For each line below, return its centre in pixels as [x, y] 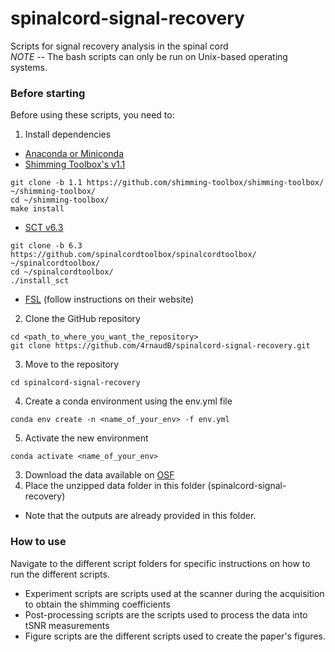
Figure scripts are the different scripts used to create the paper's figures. [175, 636]
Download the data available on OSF [99, 475]
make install [37, 209]
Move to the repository [72, 364]
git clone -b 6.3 [46, 246]
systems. [29, 67]
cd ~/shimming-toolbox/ [60, 200]
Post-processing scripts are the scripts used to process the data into [166, 614]
